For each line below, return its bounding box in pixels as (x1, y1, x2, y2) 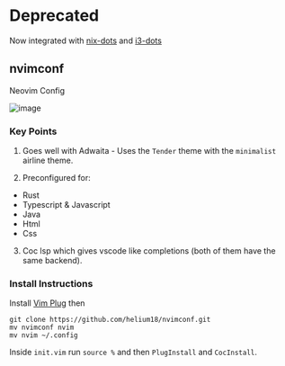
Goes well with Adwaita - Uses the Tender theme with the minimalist (22, 146, 277, 156)
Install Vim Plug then (9, 298, 85, 308)
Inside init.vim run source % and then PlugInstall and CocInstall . (9, 347, 258, 358)
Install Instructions (9, 277, 94, 290)
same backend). (22, 255, 83, 266)
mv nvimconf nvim (9, 323, 75, 333)
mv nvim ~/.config (9, 331, 78, 340)
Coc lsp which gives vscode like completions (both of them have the (22, 245, 276, 256)
